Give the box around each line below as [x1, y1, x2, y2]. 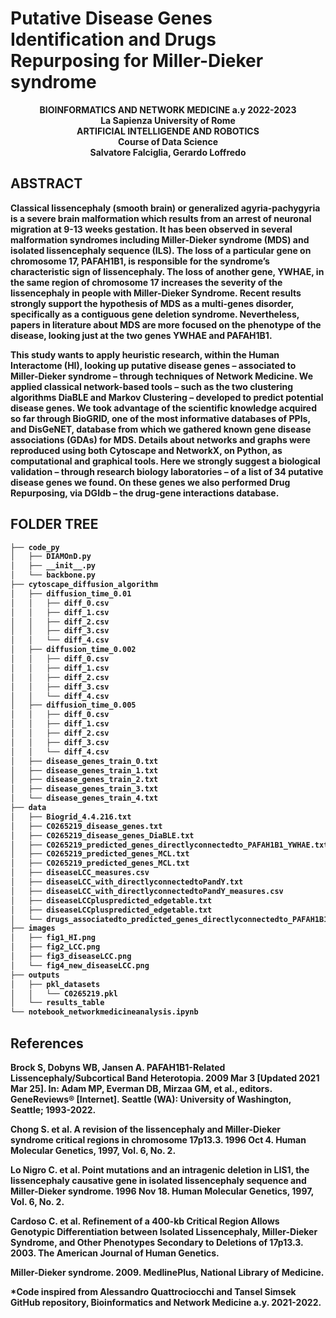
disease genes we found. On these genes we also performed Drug [10, 476, 291, 488]
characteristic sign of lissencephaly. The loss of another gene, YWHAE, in [10, 265, 325, 277]
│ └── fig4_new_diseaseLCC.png [10, 960, 150, 971]
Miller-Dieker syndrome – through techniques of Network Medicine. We [10, 370, 314, 382]
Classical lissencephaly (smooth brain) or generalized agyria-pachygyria [10, 202, 321, 214]
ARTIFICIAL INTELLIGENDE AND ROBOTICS [76, 125, 260, 137]
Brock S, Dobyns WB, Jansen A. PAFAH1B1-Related [10, 1062, 226, 1073]
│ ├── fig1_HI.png [10, 933, 97, 943]
